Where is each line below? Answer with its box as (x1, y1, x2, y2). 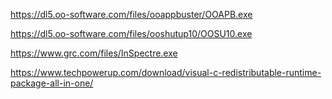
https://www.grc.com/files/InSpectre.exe (10, 47, 178, 59)
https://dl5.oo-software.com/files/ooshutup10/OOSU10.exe (10, 28, 253, 39)
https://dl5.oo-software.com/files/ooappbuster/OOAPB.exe (10, 9, 253, 20)
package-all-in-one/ (10, 77, 94, 89)
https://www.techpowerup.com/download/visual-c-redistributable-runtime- (10, 67, 322, 78)
